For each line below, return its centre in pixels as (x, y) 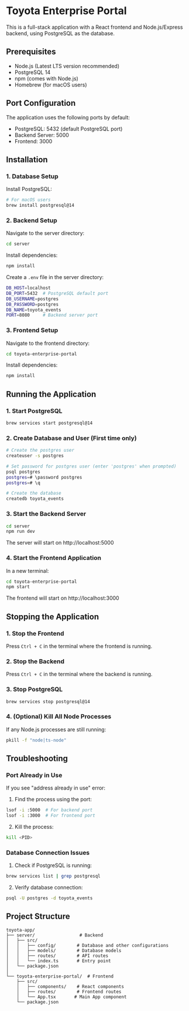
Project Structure (38, 917)
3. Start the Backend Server (46, 514)
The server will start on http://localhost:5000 (60, 543)
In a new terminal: (28, 570)
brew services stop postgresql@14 (48, 701)
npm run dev (20, 532)
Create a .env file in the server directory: (55, 277)
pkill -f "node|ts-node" (36, 740)
